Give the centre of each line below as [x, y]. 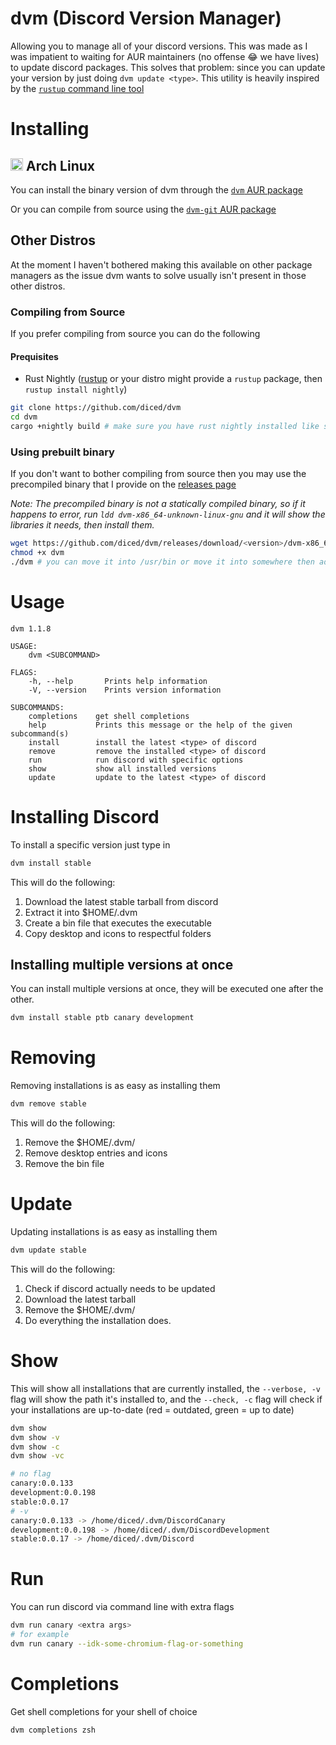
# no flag [31, 1474]
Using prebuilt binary [62, 452]
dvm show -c [35, 1447]
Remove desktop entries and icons [96, 1153]
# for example [40, 1635]
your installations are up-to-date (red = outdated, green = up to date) [152, 1409]
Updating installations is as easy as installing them [114, 1231]
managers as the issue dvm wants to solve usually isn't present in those [158, 275]
